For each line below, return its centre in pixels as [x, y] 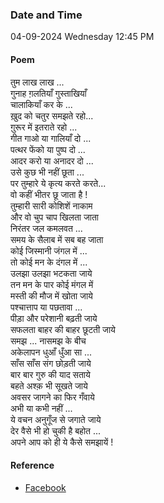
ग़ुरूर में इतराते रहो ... [44, 127]
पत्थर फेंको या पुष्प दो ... [48, 149]
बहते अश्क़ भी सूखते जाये [49, 385]
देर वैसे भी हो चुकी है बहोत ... [56, 430]
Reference [32, 465]
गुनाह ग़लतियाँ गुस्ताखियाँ [48, 93]
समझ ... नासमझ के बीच [48, 340]
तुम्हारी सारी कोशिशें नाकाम [51, 205]
